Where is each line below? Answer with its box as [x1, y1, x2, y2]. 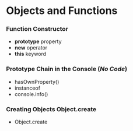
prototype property [14, 38, 62, 45]
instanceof [14, 84, 41, 91]
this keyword [14, 51, 47, 58]
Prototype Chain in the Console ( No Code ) [6, 65, 127, 73]
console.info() [14, 90, 48, 97]
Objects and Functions [6, 4, 118, 17]
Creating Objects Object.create [6, 105, 97, 113]
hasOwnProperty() [14, 78, 60, 85]
